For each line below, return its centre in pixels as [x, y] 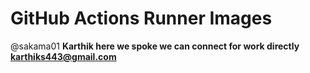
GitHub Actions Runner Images [141, 18]
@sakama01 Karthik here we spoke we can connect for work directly [155, 46]
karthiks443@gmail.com [63, 56]
